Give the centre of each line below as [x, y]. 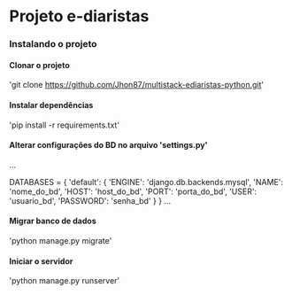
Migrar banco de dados [53, 221]
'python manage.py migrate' [61, 240]
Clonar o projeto [39, 65]
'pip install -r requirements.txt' [65, 125]
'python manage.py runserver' [65, 281]
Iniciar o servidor [41, 261]
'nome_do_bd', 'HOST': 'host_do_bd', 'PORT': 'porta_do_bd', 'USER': [133, 191]
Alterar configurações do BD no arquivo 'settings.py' [108, 145]
